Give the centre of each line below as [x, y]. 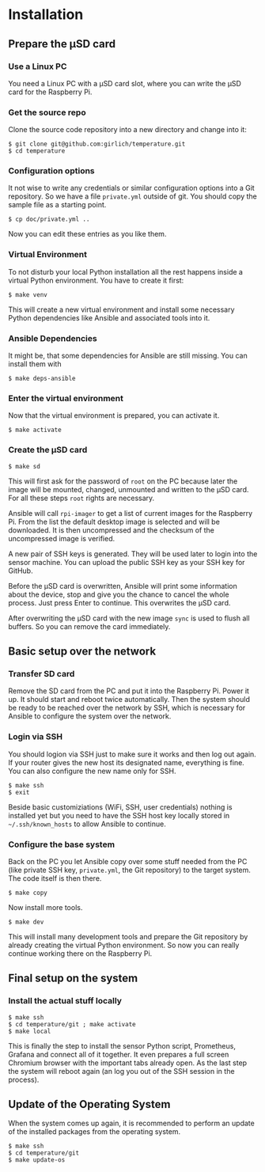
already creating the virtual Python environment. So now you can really [124, 945]
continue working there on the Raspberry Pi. [80, 953]
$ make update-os [37, 1160]
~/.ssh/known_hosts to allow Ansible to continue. [87, 824]
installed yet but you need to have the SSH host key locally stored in [119, 815]
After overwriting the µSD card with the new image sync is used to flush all [129, 618]
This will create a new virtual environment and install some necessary [121, 309]
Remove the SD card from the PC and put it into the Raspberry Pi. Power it [129, 691]
